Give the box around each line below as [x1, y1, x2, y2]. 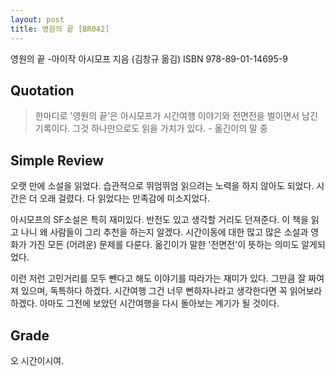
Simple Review [10, 152, 105, 169]
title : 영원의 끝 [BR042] [10, 24, 110, 34]
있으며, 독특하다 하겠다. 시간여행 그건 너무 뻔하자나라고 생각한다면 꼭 [20, 285, 288, 297]
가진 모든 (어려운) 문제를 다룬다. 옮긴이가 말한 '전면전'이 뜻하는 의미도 [28, 239, 300, 251]
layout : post [10, 14, 65, 25]
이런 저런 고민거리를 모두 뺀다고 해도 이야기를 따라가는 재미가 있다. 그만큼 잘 [10, 272, 307, 285]
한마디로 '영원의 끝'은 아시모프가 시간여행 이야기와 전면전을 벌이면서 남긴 [34, 110, 318, 122]
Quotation [10, 82, 75, 99]
